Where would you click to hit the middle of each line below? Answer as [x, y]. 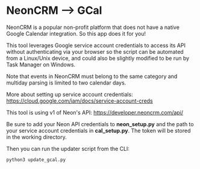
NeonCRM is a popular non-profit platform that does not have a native [93, 27]
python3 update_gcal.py [36, 160]
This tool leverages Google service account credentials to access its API [96, 45]
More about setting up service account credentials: [70, 94]
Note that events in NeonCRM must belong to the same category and [92, 76]
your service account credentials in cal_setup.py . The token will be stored [98, 130]
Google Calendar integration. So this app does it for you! [76, 33]
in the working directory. [37, 137]
